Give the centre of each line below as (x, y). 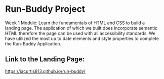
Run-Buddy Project (45, 9)
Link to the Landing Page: (45, 59)
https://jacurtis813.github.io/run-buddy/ (45, 71)
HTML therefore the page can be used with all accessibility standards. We (80, 33)
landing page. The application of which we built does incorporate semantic (81, 28)
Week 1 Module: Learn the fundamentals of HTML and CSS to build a (75, 23)
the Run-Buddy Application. (33, 43)
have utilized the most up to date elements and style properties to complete (82, 39)
